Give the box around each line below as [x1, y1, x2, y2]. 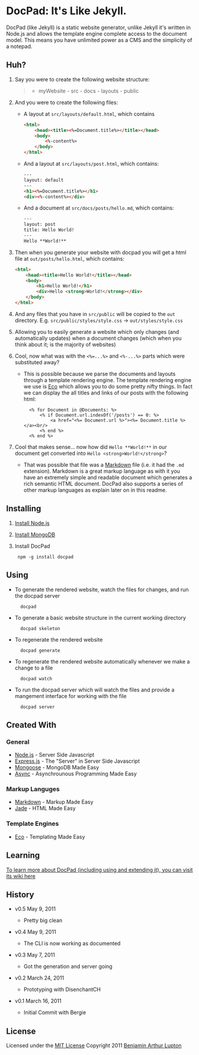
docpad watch [20, 675, 53, 681]
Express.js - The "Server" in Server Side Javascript [14, 757, 140, 765]
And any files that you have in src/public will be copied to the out [14, 310, 176, 317]
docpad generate [20, 647, 60, 653]
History [6, 889, 34, 899]
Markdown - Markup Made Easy [14, 798, 94, 806]
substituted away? [14, 358, 60, 366]
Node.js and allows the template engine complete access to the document [6, 30, 187, 37]
